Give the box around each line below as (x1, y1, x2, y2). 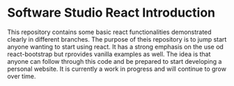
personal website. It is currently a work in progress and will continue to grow (7, 64, 226, 73)
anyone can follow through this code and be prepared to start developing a (7, 57, 222, 65)
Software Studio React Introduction (7, 5, 216, 21)
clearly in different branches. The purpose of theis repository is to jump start (7, 35, 227, 43)
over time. (7, 71, 36, 80)
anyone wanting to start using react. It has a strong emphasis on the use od (7, 42, 224, 51)
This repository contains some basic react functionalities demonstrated (7, 28, 212, 36)
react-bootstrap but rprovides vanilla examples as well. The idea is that (7, 50, 211, 58)
